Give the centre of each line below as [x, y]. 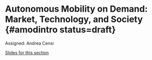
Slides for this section [27, 53]
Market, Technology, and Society [74, 19]
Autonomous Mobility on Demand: [76, 9]
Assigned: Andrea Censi [29, 43]
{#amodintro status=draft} [61, 30]
